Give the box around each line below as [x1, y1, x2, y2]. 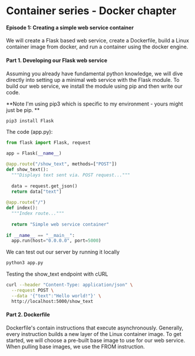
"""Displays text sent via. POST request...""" [11, 172, 131, 178]
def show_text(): [6, 167, 49, 173]
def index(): [6, 205, 38, 211]
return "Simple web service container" [11, 221, 110, 228]
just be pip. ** [6, 106, 40, 113]
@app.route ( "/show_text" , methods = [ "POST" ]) [6, 161, 117, 167]
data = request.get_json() [11, 183, 78, 189]
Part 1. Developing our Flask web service [6, 57, 108, 64]
